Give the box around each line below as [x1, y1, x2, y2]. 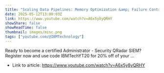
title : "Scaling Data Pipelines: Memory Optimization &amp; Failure [5, 7, 147, 12]
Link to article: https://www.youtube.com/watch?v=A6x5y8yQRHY [12, 62, 145, 68]
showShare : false [5, 20, 41, 26]
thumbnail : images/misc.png [5, 30, 62, 35]
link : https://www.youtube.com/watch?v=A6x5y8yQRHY [5, 16, 112, 21]
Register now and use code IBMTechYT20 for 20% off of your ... [5, 53, 135, 58]
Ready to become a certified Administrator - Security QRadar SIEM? [5, 47, 142, 54]
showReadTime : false [5, 25, 47, 30]
